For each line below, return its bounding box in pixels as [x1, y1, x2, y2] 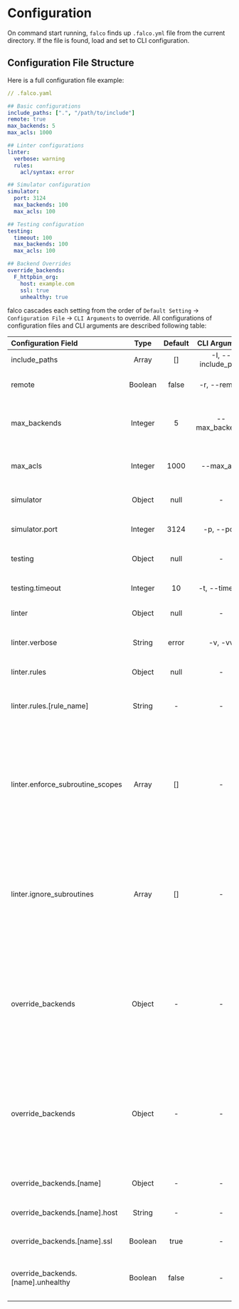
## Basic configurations [7, 102, 81, 110]
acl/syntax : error [20, 168, 75, 176]
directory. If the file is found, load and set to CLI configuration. [7, 36, 190, 44]
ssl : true [20, 287, 50, 294]
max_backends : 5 [7, 123, 55, 130]
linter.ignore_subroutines [11, 889, 94, 899]
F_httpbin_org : [14, 273, 59, 280]
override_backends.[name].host [11, 1208, 118, 1218]
